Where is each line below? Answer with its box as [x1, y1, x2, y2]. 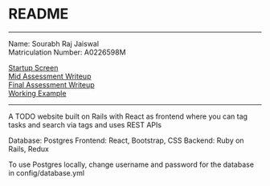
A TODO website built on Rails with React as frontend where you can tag [8, 111, 247, 121]
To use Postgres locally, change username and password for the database [8, 160, 255, 169]
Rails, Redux [8, 144, 50, 153]
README [8, 5, 69, 23]
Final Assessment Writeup [8, 79, 95, 89]
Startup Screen [8, 63, 59, 72]
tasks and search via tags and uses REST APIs [8, 119, 162, 129]
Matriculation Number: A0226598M [8, 47, 126, 57]
